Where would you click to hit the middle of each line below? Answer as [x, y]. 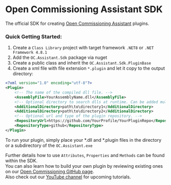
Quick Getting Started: [34, 37]
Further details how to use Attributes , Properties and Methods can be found [85, 155]
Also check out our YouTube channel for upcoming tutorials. [68, 177]
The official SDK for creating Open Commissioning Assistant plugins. [77, 23]
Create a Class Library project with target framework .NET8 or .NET [83, 48]
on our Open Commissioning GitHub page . [50, 171]
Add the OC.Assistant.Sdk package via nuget [60, 57]
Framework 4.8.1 [30, 53]
